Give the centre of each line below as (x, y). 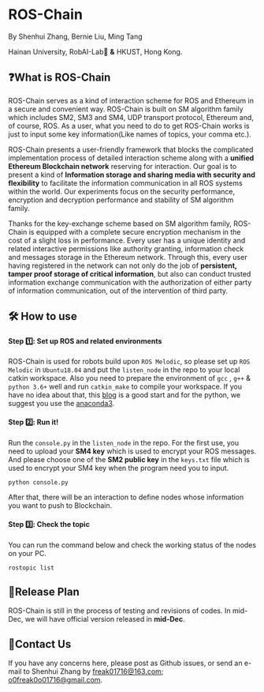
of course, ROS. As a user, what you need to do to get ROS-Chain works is (129, 126)
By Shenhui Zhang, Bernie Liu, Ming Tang (76, 36)
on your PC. (28, 553)
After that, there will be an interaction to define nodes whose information (126, 497)
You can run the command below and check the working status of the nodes (132, 545)
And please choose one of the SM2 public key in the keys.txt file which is (129, 459)
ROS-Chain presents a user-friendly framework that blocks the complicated (131, 149)
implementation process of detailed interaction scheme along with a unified (131, 158)
